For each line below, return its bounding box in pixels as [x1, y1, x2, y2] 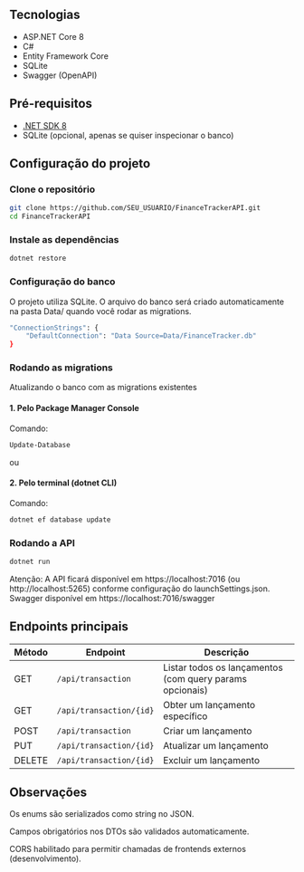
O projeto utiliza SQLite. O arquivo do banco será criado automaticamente [9, 296, 285, 307]
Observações [9, 784, 88, 800]
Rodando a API [9, 536, 75, 549]
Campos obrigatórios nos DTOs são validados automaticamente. [9, 826, 250, 837]
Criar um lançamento [162, 724, 252, 737]
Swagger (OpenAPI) [22, 70, 98, 81]
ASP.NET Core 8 [22, 31, 84, 42]
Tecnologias [9, 7, 81, 23]
